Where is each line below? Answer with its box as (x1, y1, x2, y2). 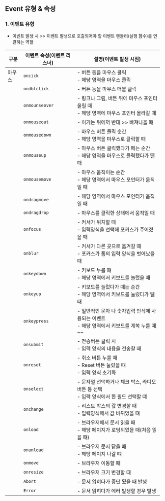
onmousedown (23, 132, 52, 138)
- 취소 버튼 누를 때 (77, 354, 118, 361)
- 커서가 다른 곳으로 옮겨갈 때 (77, 243, 141, 250)
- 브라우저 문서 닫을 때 (77, 443, 127, 450)
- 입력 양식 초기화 (77, 369, 116, 376)
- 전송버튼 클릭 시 (77, 337, 116, 344)
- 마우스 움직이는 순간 (77, 169, 125, 176)
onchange (23, 406, 44, 412)
